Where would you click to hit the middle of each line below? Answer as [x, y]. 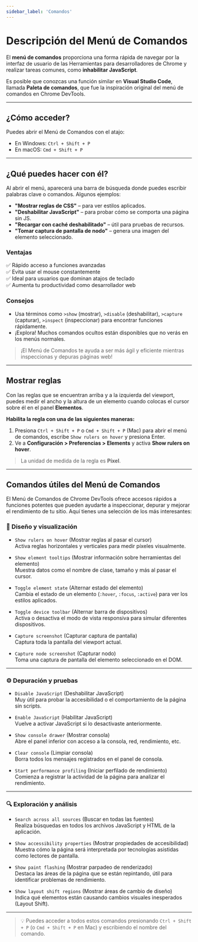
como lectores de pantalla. [47, 856]
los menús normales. [40, 339]
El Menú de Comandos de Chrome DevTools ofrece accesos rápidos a [91, 499]
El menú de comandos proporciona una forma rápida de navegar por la [93, 57]
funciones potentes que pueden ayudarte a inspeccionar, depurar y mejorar [98, 505]
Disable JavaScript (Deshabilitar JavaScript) [69, 693]
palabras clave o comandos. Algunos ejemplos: [63, 194]
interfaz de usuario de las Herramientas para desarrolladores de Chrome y [96, 63]
